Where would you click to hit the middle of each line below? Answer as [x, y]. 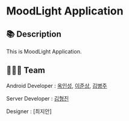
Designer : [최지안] [29, 111]
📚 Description [34, 34]
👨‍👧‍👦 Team [26, 70]
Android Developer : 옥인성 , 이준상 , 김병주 [57, 85]
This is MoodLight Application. [44, 51]
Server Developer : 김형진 [38, 98]
